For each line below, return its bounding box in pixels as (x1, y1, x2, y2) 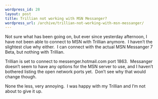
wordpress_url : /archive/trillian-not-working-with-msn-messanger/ (5, 20, 144, 26)
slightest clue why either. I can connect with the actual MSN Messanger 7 (5, 44, 153, 50)
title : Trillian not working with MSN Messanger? (5, 16, 108, 21)
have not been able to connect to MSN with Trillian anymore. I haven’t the (5, 39, 153, 45)
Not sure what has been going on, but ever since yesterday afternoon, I (5, 34, 147, 40)
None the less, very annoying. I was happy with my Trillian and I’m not (5, 83, 146, 89)
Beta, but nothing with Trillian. (5, 49, 64, 55)
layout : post (5, 12, 32, 16)
